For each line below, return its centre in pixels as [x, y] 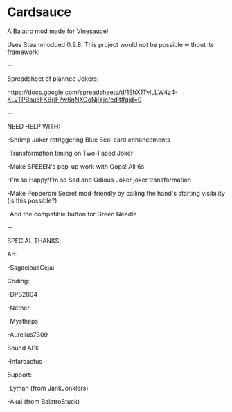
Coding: [18, 281]
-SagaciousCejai [31, 268]
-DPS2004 [23, 294]
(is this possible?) [32, 200]
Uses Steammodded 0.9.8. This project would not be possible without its [111, 44]
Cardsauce [39, 12]
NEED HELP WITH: [34, 126]
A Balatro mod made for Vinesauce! [58, 31]
